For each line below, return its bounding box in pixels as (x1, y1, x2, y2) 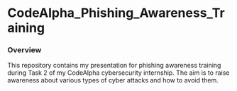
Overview (7, 45, 42, 55)
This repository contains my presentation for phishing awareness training (7, 61, 221, 70)
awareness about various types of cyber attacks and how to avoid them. (7, 76, 219, 85)
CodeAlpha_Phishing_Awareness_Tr (7, 5, 225, 21)
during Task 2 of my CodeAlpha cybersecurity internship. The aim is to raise (7, 68, 230, 77)
